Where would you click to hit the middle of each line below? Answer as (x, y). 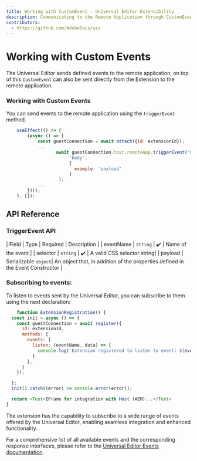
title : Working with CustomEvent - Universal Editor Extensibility (90, 11)
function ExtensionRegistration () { (62, 312)
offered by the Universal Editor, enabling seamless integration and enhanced (98, 422)
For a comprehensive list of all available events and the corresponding (91, 439)
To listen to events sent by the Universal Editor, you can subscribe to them (96, 295)
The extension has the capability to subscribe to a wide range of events (93, 416)
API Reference (33, 214)
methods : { (35, 334)
